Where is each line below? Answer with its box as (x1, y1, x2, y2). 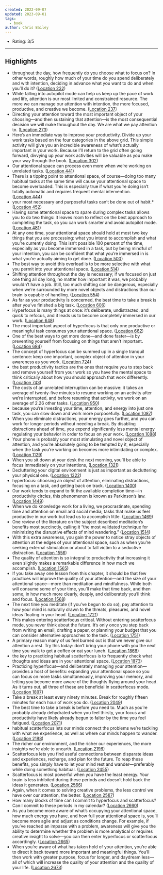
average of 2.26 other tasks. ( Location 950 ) (12, 400, 99, 406)
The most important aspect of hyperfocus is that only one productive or (12, 322, 155, 328)
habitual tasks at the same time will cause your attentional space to (12, 178, 147, 184)
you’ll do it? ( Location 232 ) (12, 85, 66, 91)
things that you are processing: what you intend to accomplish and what (12, 235, 157, 241)
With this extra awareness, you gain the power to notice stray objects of (12, 534, 156, 540)
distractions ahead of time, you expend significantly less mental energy (12, 426, 155, 432)
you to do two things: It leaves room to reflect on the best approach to (12, 214, 152, 220)
